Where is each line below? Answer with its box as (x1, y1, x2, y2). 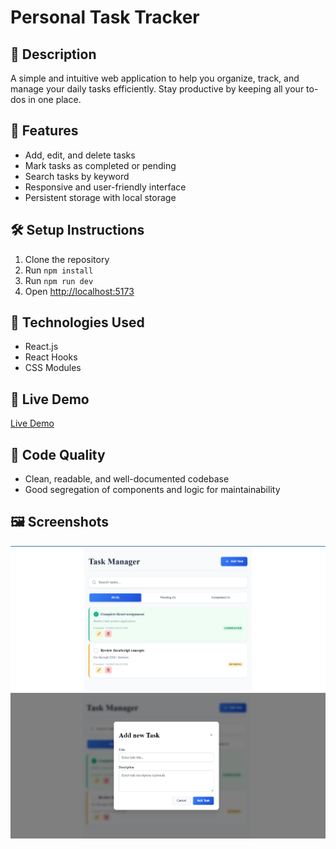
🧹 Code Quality (10, 446, 106, 463)
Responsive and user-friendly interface (24, 181, 187, 193)
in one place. (28, 94, 82, 105)
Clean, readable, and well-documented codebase (24, 473, 230, 485)
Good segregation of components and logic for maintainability (24, 484, 281, 496)
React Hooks (24, 351, 78, 363)
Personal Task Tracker (10, 6, 200, 29)
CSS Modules (24, 362, 82, 374)
